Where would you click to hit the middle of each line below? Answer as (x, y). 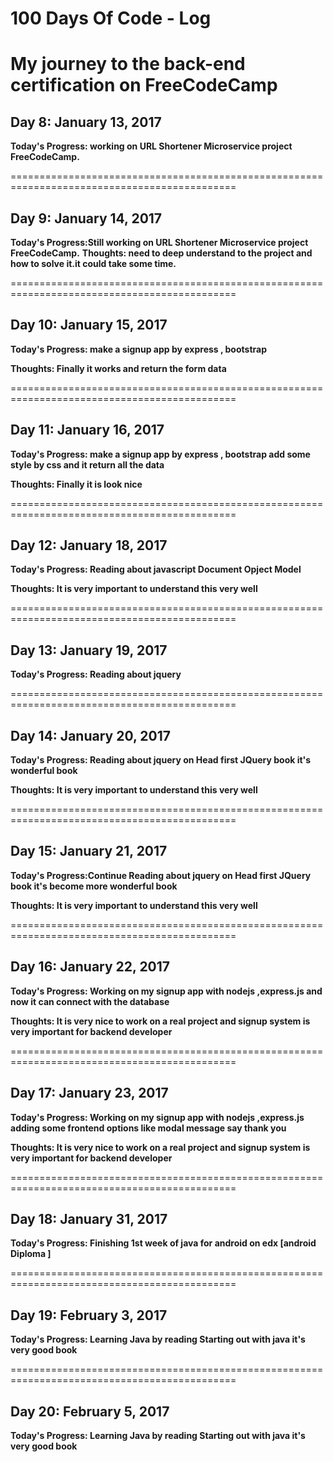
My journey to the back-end (128, 64)
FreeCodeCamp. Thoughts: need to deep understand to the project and (161, 253)
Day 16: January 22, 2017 (90, 967)
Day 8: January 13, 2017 (86, 122)
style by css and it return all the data (87, 464)
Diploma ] (31, 1254)
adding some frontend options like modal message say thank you (148, 1128)
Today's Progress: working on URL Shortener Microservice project (151, 146)
